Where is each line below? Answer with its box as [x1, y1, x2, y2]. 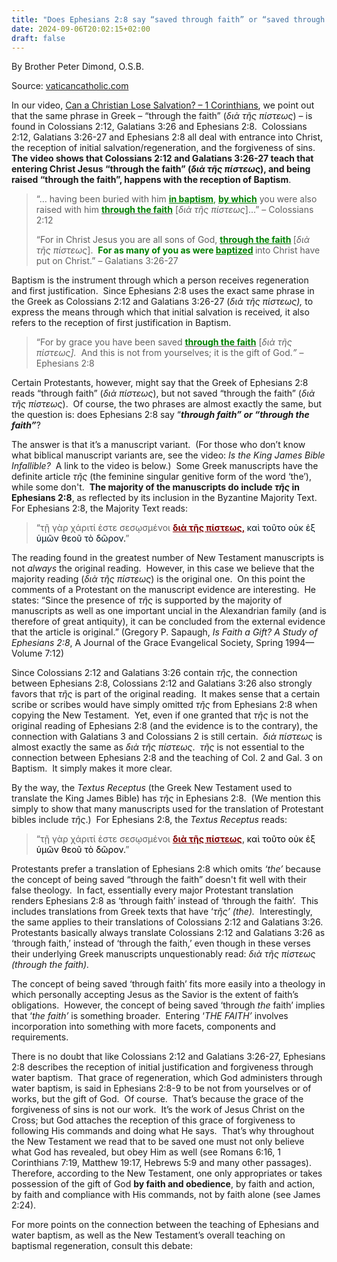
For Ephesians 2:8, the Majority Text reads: [11, 502, 188, 515]
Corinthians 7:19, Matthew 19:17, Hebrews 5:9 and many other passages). [11, 1157, 312, 1169]
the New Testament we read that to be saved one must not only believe [11, 1136, 305, 1148]
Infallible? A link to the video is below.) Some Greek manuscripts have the [11, 460, 319, 472]
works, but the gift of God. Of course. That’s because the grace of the [11, 1093, 304, 1105]
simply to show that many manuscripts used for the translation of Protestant [11, 803, 324, 815]
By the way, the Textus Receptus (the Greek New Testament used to [11, 782, 293, 794]
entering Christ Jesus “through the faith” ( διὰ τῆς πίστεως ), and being [11, 163, 311, 175]
